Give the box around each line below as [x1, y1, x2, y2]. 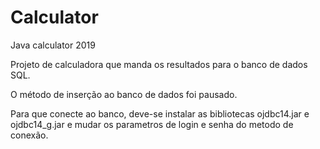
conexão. [10, 129, 49, 141]
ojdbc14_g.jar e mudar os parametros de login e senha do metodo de [10, 118, 294, 130]
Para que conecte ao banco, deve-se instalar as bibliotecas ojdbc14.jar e [10, 107, 310, 120]
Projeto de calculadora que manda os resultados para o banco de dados [10, 58, 308, 70]
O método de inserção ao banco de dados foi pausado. [10, 88, 238, 100]
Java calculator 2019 [10, 39, 96, 51]
